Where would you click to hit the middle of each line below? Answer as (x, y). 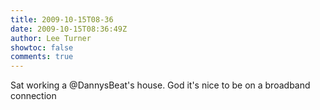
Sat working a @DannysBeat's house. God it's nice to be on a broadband (160, 85)
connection (33, 96)
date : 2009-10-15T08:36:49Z (69, 29)
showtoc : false (42, 47)
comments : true (42, 57)
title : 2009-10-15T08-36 (62, 19)
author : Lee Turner (51, 38)
